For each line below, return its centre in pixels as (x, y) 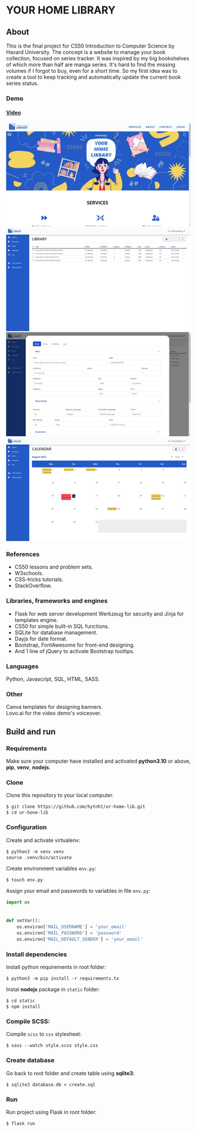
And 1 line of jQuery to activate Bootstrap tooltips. (74, 651)
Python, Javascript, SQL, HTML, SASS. (53, 679)
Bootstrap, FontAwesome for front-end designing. (74, 645)
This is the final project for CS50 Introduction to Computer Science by (90, 46)
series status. (23, 83)
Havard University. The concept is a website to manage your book (86, 52)
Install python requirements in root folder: (56, 967)
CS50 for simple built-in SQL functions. (62, 626)
